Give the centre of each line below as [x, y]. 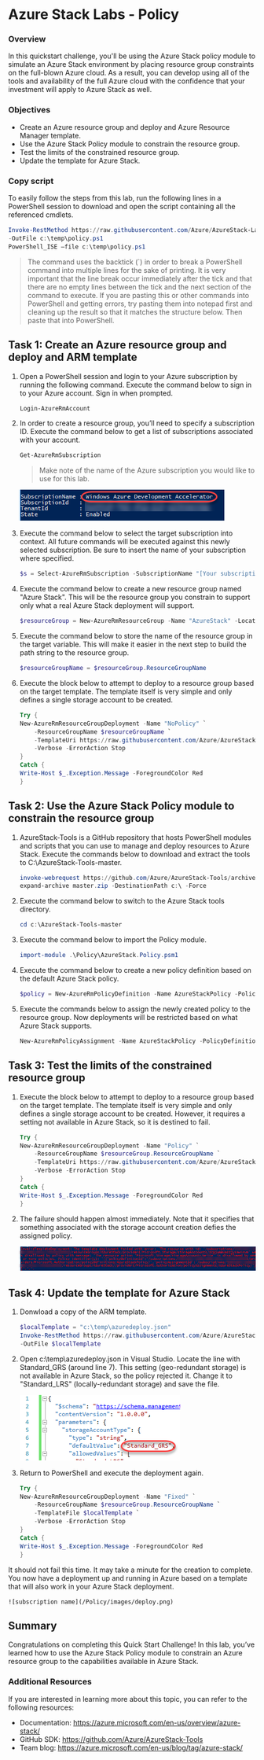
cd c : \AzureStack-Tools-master [71, 925]
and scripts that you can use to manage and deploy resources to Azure [134, 845]
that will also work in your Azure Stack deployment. [91, 1586]
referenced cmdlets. [41, 215]
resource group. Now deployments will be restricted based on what [128, 1017]
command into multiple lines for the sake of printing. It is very [126, 270]
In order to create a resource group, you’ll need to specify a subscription [137, 423]
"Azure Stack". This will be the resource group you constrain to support [135, 597]
